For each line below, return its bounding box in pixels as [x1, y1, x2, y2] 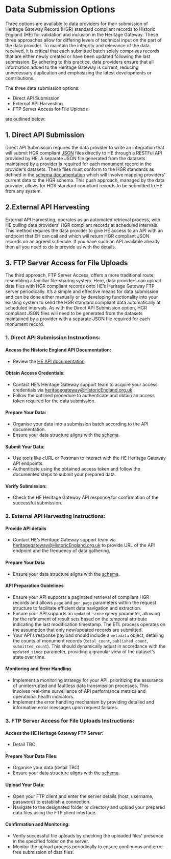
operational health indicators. [12, 694, 75, 700]
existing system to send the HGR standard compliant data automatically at [5, 299, 161, 306]
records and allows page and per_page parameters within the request [12, 599, 157, 606]
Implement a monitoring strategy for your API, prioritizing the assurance [12, 677, 164, 684]
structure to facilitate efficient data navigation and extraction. [12, 604, 141, 611]
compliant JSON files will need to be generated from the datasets [5, 310, 143, 317]
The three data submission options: [5, 85, 80, 91]
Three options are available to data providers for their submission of [5, 21, 148, 27]
